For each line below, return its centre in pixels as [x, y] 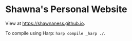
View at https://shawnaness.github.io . [45, 23]
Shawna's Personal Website [66, 9]
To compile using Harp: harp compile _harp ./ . [55, 33]
